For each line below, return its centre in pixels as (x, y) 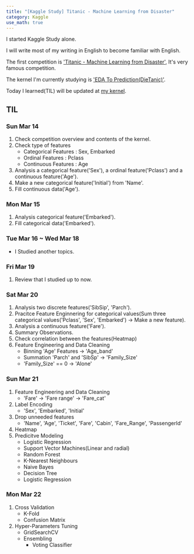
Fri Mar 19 (21, 266)
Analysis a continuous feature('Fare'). (60, 326)
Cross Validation (34, 507)
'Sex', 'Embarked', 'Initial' (54, 411)
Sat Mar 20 (22, 295)
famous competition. (31, 68)
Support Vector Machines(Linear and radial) (76, 448)
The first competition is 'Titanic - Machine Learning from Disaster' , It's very (97, 62)
